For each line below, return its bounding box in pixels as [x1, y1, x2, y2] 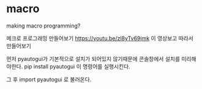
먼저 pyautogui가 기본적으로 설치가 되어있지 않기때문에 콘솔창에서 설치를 [6, 55, 181, 62]
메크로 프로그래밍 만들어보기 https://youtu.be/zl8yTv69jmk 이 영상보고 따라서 [6, 34, 194, 41]
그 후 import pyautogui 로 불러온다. [6, 76, 92, 83]
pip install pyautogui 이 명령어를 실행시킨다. [24, 63, 130, 70]
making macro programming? [6, 22, 81, 29]
